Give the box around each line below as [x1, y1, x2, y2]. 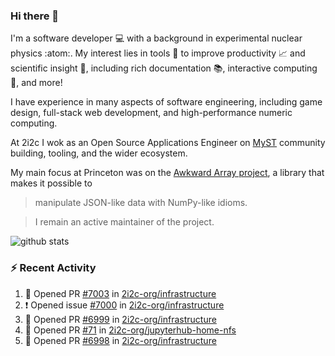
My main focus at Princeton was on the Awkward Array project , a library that [10, 167, 325, 179]
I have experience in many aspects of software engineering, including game [10, 96, 323, 108]
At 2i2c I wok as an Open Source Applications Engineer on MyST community [10, 137, 326, 149]
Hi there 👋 [10, 9, 60, 23]
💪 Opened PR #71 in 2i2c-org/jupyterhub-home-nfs [24, 324, 237, 336]
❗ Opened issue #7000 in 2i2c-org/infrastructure [24, 299, 225, 311]
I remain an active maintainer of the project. [34, 216, 215, 228]
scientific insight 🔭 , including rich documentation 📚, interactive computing [10, 62, 318, 74]
